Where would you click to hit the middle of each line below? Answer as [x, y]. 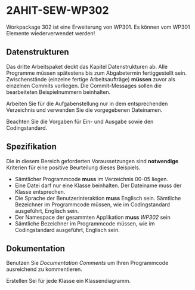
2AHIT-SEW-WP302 [58, 10]
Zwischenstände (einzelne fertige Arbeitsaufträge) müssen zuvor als [91, 79]
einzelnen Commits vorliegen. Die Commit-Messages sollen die [84, 86]
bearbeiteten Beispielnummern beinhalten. [58, 92]
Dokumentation [36, 248]
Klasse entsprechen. [40, 191]
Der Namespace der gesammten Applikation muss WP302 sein [93, 217]
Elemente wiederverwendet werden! [51, 33]
